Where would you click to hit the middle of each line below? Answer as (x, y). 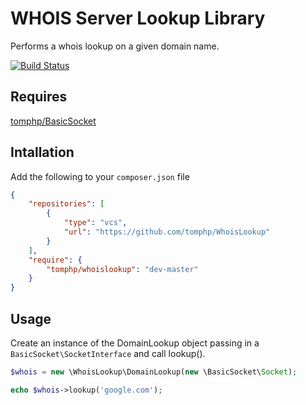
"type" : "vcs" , (95, 223)
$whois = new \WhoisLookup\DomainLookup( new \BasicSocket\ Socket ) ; (154, 372)
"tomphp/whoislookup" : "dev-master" (122, 269)
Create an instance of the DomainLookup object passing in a (135, 343)
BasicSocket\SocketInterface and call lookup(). (108, 353)
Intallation (42, 152)
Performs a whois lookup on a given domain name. (115, 46)
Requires (39, 97)
